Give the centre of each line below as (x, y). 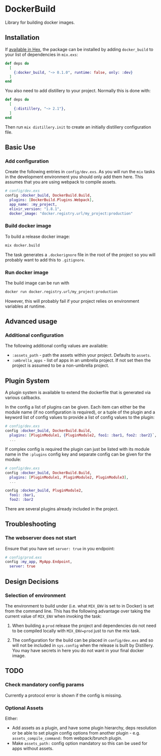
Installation (22, 38)
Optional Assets (24, 708)
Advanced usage (31, 321)
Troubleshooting (31, 524)
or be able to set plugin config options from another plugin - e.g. (76, 733)
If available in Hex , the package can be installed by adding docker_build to (79, 49)
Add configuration (27, 161)
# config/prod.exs (23, 557)
